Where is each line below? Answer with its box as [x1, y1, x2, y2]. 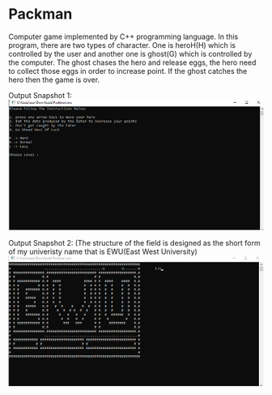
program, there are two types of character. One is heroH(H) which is [8, 40, 236, 49]
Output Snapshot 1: [8, 90, 72, 100]
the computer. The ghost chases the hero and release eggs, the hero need [8, 58, 257, 67]
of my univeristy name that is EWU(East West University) [8, 247, 198, 256]
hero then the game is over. [8, 75, 100, 84]
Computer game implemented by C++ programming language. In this [8, 32, 239, 41]
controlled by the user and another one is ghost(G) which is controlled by [8, 49, 253, 58]
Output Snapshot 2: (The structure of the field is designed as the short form [8, 238, 261, 248]
